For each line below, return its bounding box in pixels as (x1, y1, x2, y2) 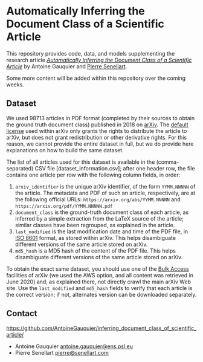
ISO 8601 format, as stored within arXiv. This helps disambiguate (14, 234, 176, 241)
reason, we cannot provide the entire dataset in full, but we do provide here (6, 140, 194, 147)
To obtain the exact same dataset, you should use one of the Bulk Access (6, 265, 189, 273)
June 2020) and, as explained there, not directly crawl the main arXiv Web (6, 278, 192, 285)
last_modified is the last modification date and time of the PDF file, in (14, 228, 188, 235)
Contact (6, 308, 37, 318)
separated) (6, 164, 34, 172)
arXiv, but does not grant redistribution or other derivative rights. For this (6, 134, 187, 141)
